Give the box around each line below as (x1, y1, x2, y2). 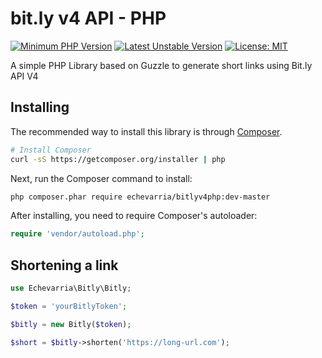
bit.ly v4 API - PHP (10, 7, 167, 30)
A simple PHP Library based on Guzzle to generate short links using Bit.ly (10, 59, 313, 71)
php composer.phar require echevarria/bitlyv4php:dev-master (10, 192, 271, 202)
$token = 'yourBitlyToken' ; (10, 301, 128, 311)
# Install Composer (10, 145, 92, 155)
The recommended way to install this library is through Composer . (10, 125, 283, 137)
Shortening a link (10, 257, 119, 274)
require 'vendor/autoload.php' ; (10, 229, 145, 239)
